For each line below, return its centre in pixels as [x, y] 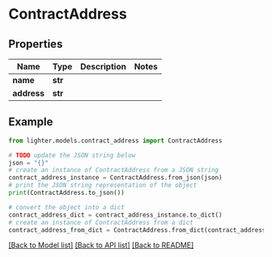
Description [103, 67]
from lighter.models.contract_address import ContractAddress [115, 141]
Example [31, 122]
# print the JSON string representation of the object [103, 185]
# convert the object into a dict [67, 207]
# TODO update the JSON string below [72, 155]
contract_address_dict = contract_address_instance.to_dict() [115, 215]
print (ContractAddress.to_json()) [67, 193]
